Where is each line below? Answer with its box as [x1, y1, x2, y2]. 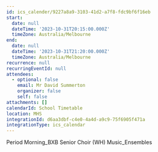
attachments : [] [6, 99, 47, 105]
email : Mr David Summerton [17, 83, 86, 89]
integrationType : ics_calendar [6, 122, 86, 128]
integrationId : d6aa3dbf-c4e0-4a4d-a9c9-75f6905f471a [6, 116, 146, 122]
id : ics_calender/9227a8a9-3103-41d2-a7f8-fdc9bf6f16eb [6, 9, 151, 15]
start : [6, 15, 23, 21]
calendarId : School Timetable [6, 105, 83, 111]
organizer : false [17, 88, 61, 94]
